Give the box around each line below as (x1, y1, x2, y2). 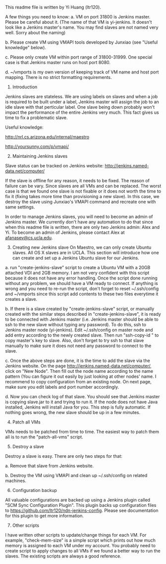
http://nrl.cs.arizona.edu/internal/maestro (5, 134, 90, 140)
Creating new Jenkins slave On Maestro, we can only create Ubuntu (12, 244, 152, 250)
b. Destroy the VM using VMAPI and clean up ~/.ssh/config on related (5, 473, 148, 478)
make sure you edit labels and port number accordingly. (5, 384, 119, 390)
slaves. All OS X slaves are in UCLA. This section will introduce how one (12, 250, 160, 255)
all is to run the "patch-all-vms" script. (5, 434, 83, 440)
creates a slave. (5, 296, 38, 302)
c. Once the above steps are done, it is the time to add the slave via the (5, 357, 150, 363)
